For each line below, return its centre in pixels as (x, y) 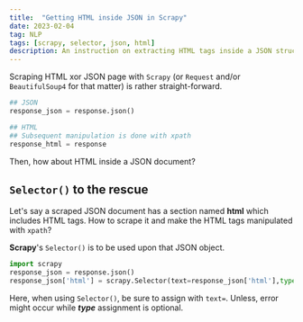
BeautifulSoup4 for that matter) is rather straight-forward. (116, 86)
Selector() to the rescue (79, 189)
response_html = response (58, 144)
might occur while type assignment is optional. (96, 308)
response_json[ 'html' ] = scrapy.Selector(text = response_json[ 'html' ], (145, 281)
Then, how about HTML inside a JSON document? (102, 161)
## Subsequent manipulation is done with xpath (101, 136)
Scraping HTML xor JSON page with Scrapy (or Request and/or (125, 76)
